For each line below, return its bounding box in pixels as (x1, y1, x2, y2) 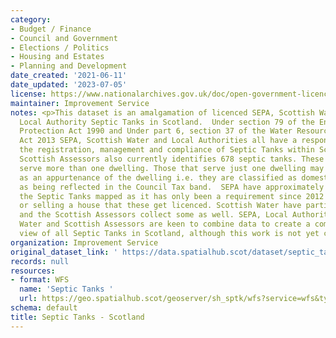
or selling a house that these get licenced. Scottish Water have (19, 201, 302, 211)
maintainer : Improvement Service (10, 98, 150, 108)
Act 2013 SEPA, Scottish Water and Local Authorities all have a (19, 136, 298, 146)
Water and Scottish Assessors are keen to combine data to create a (19, 219, 311, 230)
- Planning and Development (10, 61, 128, 71)
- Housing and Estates (10, 52, 105, 62)
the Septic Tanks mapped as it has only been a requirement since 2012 (19, 191, 325, 201)
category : (10, 14, 52, 25)
